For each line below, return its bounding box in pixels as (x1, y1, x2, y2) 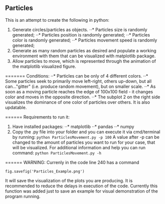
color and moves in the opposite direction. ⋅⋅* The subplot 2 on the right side (5, 94, 161, 100)
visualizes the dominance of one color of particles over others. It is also (5, 99, 150, 105)
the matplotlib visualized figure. (12, 63, 76, 69)
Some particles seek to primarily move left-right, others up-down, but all (5, 78, 152, 84)
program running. (5, 193, 41, 199)
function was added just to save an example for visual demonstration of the (5, 188, 158, 194)
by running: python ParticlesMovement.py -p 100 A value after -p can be (12, 134, 160, 140)
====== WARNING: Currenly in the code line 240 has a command (5, 159, 139, 165)
